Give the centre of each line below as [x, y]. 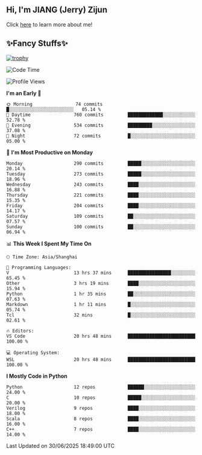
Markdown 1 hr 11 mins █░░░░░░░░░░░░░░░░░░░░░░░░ [101, 304]
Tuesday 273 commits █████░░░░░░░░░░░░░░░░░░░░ [101, 174]
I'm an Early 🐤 [24, 93]
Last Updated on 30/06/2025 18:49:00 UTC [61, 445]
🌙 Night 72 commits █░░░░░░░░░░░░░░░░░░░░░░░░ [101, 136]
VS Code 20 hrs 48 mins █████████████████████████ [101, 336]
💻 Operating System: [33, 352]
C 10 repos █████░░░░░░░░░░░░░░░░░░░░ [101, 398]
